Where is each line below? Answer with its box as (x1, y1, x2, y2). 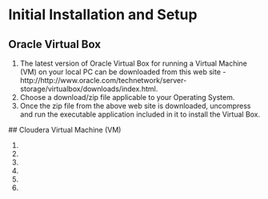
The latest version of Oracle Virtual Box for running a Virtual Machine (19, 58, 248, 68)
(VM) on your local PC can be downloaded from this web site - (19, 67, 226, 77)
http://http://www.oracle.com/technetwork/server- (19, 76, 187, 85)
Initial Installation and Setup (8, 6, 198, 24)
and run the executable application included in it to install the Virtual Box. (19, 109, 261, 119)
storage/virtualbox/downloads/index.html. (19, 84, 158, 94)
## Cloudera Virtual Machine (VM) (8, 125, 122, 134)
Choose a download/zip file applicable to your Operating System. (19, 93, 235, 101)
